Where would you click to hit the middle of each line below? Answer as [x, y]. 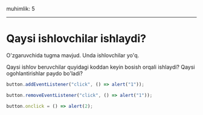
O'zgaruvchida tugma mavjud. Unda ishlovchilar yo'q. [73, 55]
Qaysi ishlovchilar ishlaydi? [76, 39]
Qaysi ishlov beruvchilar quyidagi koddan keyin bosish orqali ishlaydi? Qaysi [101, 67]
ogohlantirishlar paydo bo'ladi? [45, 73]
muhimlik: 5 [21, 9]
